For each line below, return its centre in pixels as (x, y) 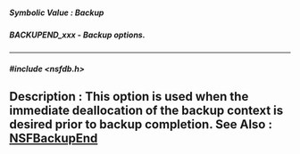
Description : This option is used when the (129, 97)
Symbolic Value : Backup (57, 12)
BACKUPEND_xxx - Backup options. (77, 35)
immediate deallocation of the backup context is (146, 111)
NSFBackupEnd (54, 138)
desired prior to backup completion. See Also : (141, 125)
